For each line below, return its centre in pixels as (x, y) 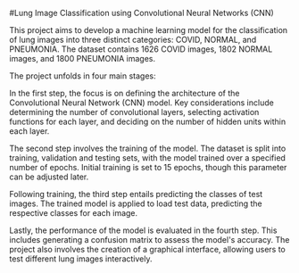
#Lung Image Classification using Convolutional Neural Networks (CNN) (141, 13)
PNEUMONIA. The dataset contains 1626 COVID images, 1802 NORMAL (141, 49)
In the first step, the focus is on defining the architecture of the (125, 93)
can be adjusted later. (49, 177)
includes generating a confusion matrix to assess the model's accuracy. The (149, 240)
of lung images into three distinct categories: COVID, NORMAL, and (133, 40)
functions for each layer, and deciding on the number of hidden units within (148, 121)
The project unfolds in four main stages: (83, 76)
